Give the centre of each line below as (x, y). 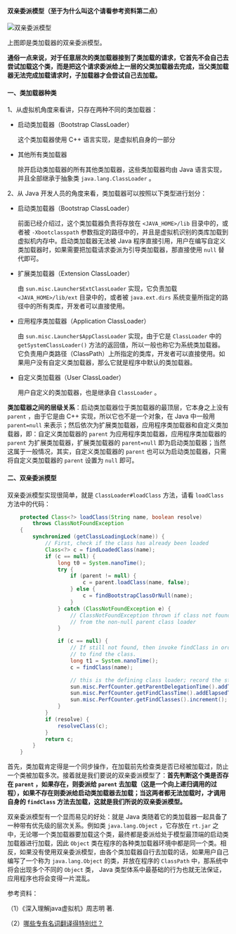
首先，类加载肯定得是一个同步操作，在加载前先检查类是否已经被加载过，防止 (118, 767)
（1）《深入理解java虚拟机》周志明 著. (61, 909)
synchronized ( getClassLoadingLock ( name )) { (99, 537)
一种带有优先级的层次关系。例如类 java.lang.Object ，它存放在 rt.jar (109, 825)
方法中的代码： (29, 503)
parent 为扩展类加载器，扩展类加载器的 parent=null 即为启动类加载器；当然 (117, 443)
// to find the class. (103, 655)
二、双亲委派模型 (32, 478)
